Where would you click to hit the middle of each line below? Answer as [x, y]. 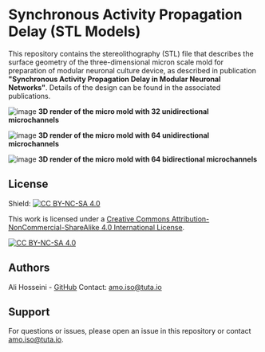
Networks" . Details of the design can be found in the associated [115, 87]
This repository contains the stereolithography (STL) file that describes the [131, 53]
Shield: [20, 203]
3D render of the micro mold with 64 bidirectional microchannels [148, 159]
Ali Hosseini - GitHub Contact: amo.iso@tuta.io [85, 287]
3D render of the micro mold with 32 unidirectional [124, 111]
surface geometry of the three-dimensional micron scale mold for [116, 62]
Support [29, 312]
